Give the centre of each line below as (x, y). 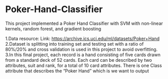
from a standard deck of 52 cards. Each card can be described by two (79, 60)
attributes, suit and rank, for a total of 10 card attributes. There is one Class (84, 65)
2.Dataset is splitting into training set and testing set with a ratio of (74, 44)
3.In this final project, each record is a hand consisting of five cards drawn (83, 55)
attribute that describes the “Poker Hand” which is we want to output (77, 71)
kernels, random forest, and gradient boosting (53, 28)
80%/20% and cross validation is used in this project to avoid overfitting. (81, 49)
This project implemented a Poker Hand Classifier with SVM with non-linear (84, 23)
